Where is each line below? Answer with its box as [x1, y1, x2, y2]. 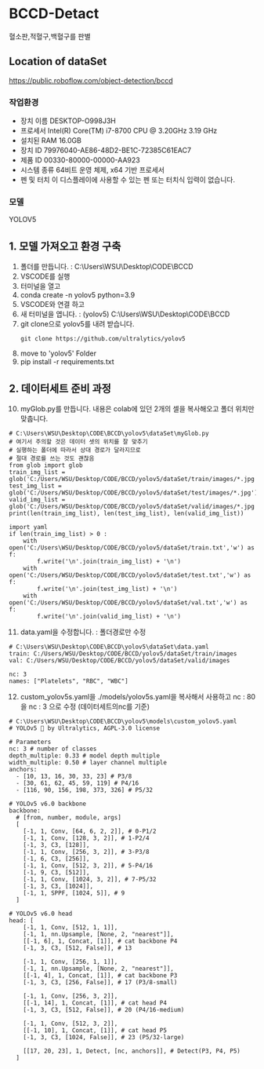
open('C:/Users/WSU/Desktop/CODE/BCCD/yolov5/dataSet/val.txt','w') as [9, 598, 248, 607]
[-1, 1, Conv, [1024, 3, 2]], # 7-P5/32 [23, 875, 157, 883]
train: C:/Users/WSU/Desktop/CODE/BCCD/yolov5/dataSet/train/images [9, 649, 237, 658]
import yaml [9, 523, 48, 531]
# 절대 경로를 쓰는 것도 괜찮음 [9, 454, 95, 462]
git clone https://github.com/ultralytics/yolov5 [20, 335, 186, 343]
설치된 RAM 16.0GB [20, 136, 81, 145]
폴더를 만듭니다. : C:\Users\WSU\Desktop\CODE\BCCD [20, 262, 194, 272]
